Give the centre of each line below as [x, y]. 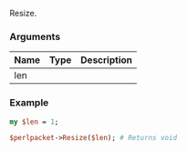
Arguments [35, 36]
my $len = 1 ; [34, 122]
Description [106, 60]
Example [29, 103]
